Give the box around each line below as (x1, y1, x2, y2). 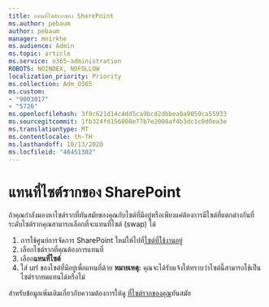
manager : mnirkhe (8, 34, 67, 43)
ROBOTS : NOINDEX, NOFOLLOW (8, 65, 100, 73)
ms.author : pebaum (8, 19, 71, 28)
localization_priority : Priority (8, 72, 122, 80)
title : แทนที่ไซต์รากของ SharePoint (8, 11, 114, 20)
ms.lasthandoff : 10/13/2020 (8, 140, 104, 149)
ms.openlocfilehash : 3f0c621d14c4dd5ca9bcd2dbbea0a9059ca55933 (8, 110, 228, 119)
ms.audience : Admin (8, 42, 75, 50)
